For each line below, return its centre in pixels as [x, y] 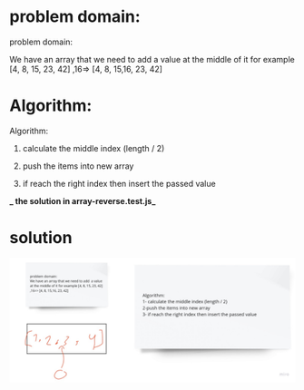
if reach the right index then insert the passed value [119, 183]
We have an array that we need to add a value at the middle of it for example [152, 59]
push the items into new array [78, 166]
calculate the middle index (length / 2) [93, 148]
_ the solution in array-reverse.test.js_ [83, 200]
